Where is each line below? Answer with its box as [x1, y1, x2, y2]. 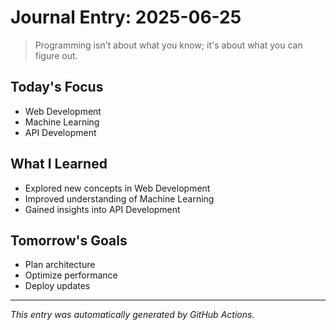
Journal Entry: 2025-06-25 [10, 6, 242, 29]
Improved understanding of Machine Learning [24, 192, 215, 205]
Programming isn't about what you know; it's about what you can [34, 39, 303, 51]
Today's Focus [10, 79, 104, 96]
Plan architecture [24, 259, 96, 271]
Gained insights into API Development [24, 203, 181, 215]
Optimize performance [24, 269, 118, 281]
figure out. [34, 49, 78, 61]
